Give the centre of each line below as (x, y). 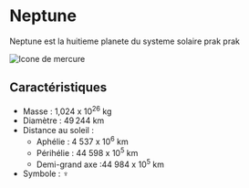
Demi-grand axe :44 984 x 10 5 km (100, 163)
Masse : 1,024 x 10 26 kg (67, 110)
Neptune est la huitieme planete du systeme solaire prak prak (124, 41)
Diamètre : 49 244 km (63, 120)
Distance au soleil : (58, 131)
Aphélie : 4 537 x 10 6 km (83, 141)
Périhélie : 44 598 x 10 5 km (87, 152)
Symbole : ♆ (46, 173)
